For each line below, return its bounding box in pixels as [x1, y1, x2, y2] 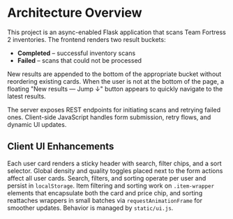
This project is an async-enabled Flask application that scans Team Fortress [7, 28, 227, 36]
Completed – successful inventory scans [17, 49, 136, 57]
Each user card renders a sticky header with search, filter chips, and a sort [7, 159, 222, 167]
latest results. [7, 92, 47, 100]
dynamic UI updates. [7, 120, 67, 128]
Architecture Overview [7, 5, 142, 21]
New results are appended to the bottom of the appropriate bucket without [7, 70, 222, 78]
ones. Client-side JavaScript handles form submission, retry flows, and [7, 113, 211, 121]
